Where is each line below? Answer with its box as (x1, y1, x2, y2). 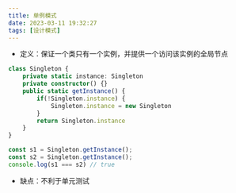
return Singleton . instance (36, 117, 126, 125)
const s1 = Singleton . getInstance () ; (8, 146, 133, 154)
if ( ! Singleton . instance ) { (36, 95, 126, 102)
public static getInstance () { (22, 87, 126, 95)
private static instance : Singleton (22, 72, 144, 80)
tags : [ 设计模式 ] (8, 26, 61, 34)
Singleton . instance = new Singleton (50, 102, 172, 110)
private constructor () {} (22, 80, 108, 88)
